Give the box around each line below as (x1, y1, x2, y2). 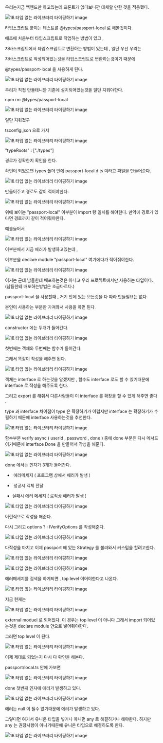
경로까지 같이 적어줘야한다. (14, 216, 65, 221)
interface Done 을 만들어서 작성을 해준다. (26, 441, 105, 447)
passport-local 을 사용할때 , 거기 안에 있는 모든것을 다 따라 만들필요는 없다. (5, 294, 148, 299)
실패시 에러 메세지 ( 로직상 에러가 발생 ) (12, 493, 87, 499)
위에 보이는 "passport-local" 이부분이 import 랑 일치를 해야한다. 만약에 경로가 (5, 209, 154, 215)
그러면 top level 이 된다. (5, 634, 51, 639)
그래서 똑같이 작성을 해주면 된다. (5, 356, 67, 362)
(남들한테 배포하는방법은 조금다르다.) (5, 284, 75, 289)
